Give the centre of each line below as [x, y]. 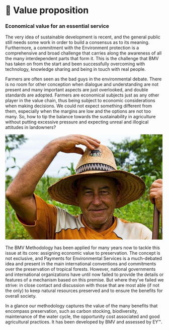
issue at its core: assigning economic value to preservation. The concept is [83, 253]
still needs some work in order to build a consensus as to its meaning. [77, 42]
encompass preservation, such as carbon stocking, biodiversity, [72, 311]
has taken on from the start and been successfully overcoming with [75, 64]
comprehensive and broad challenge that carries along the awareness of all [83, 53]
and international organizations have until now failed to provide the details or [84, 274]
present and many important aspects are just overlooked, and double [77, 90]
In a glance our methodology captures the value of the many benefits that [81, 306]
